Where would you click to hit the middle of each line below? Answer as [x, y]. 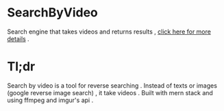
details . [18, 38]
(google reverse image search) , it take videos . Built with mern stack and [110, 92]
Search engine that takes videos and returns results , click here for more [109, 32]
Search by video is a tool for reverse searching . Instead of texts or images [112, 85]
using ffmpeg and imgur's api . [50, 100]
